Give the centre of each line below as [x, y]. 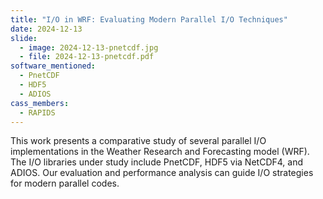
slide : [24, 38]
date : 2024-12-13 [46, 29]
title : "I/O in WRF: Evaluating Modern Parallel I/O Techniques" [149, 19]
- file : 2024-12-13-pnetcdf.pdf [87, 57]
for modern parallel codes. [65, 183]
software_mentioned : [53, 66]
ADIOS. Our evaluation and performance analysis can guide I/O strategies [162, 173]
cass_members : [40, 103]
